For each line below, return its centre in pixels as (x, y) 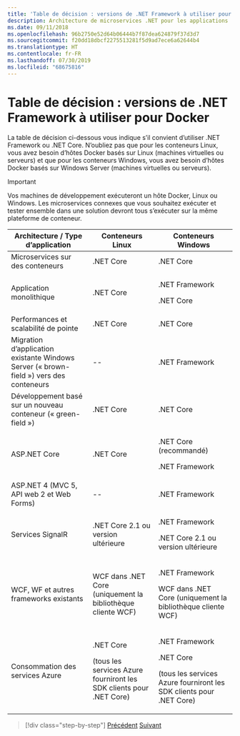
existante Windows (43, 358)
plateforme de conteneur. (45, 218)
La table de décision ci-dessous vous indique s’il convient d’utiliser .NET (114, 137)
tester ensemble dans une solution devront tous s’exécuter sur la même (112, 211)
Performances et (39, 319)
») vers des (46, 375)
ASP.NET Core (35, 454)
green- (68, 413)
